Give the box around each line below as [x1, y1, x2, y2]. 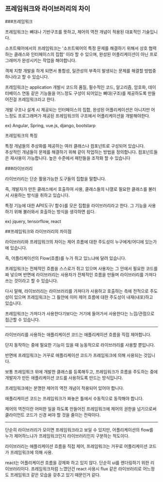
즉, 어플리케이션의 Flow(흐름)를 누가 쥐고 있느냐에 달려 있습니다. [5, 255, 127, 261]
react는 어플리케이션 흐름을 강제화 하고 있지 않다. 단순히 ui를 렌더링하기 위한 [5, 460, 149, 465]
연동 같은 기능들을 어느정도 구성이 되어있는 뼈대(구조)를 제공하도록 [21, 90, 147, 96]
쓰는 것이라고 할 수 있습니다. [5, 278, 58, 283]
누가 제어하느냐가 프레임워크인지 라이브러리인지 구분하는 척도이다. [5, 433, 130, 439]
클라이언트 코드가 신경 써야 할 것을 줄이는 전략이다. [5, 412, 101, 418]
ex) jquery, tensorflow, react [5, 218, 62, 224]
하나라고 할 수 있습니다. [5, 74, 49, 79]
